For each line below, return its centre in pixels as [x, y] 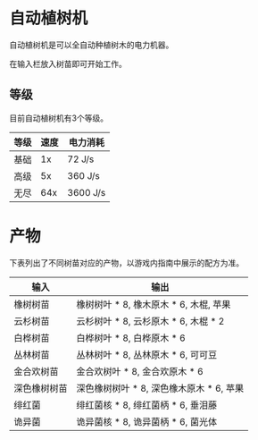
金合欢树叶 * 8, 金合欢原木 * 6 [140, 371]
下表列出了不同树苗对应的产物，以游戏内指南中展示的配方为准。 [126, 262]
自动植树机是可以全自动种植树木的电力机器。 [92, 45]
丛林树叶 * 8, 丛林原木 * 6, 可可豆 [146, 354]
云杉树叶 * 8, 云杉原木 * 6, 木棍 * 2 [150, 321]
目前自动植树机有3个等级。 [59, 118]
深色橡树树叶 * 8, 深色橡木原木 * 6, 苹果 [160, 388]
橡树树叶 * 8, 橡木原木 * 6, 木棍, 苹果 [154, 304]
